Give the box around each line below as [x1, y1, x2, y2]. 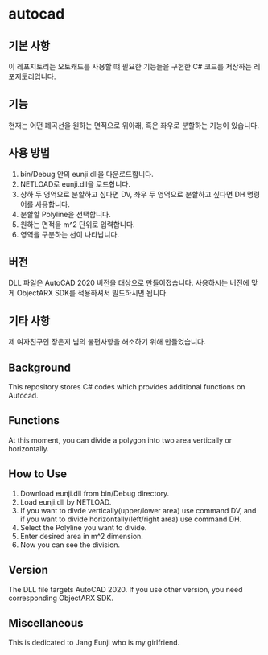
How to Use [8, 468, 68, 481]
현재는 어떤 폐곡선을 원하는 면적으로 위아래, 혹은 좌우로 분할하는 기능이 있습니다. [8, 120, 260, 130]
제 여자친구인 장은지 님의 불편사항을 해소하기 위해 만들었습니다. [8, 337, 207, 347]
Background [8, 360, 71, 374]
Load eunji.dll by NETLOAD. [19, 496, 112, 507]
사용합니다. [35, 199, 70, 209]
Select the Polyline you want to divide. [19, 522, 147, 532]
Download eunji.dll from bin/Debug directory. [19, 488, 170, 498]
